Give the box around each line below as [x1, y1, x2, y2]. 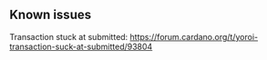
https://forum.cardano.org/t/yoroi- [129, 31, 258, 42]
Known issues [9, 7, 92, 23]
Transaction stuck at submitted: [9, 31, 128, 42]
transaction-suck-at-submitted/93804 [9, 41, 153, 52]
